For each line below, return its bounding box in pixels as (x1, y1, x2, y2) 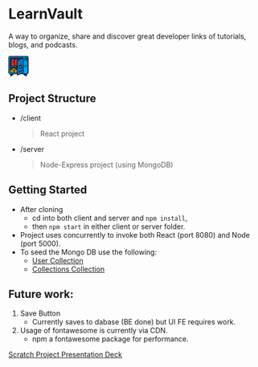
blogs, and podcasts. (8, 39, 78, 49)
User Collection (31, 255, 84, 265)
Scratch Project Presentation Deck (8, 350, 123, 360)
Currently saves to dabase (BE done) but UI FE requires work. (31, 317, 236, 327)
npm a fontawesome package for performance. (31, 334, 189, 344)
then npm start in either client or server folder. (31, 222, 186, 231)
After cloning (19, 204, 63, 214)
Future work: (8, 287, 74, 301)
